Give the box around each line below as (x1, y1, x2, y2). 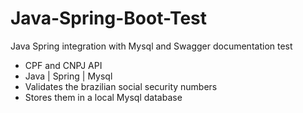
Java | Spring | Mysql (24, 70, 113, 82)
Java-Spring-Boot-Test (10, 7, 208, 30)
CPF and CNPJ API (24, 59, 103, 71)
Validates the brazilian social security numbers (24, 80, 218, 92)
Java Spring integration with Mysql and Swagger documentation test (10, 40, 293, 52)
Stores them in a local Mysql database (24, 91, 183, 103)
